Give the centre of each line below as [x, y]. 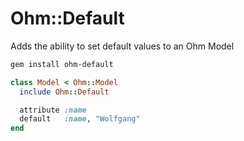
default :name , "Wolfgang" [80, 119]
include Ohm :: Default [64, 92]
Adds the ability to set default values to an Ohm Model [122, 46]
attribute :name [53, 110]
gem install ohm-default [62, 64]
